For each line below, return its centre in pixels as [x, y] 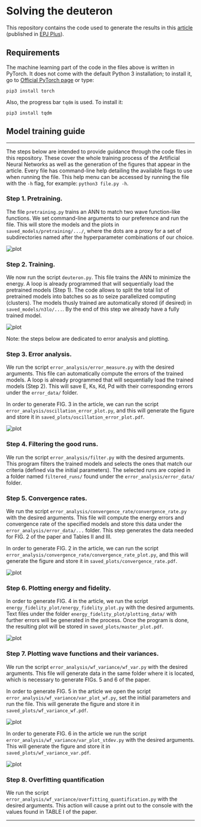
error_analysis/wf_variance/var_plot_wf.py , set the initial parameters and [98, 697]
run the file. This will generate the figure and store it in [73, 704]
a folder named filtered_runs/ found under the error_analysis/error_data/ [100, 476]
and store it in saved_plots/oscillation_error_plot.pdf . [75, 417]
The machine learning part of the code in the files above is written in [90, 67]
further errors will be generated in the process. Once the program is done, [98, 620]
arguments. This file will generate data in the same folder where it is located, [100, 673]
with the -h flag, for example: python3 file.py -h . [67, 183]
